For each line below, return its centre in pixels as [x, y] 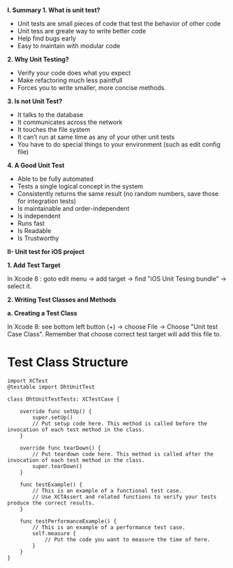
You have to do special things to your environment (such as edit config [119, 144]
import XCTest [28, 381]
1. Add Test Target [34, 265]
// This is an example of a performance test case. [109, 527]
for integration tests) [47, 201]
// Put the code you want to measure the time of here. [127, 539]
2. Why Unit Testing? [38, 59]
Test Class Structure [68, 363]
